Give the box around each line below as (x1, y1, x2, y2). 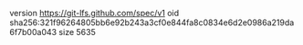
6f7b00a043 (9, 27, 57, 37)
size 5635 (58, 27, 96, 37)
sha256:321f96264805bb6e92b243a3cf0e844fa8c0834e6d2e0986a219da (9, 17, 295, 28)
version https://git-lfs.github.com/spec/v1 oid (9, 8, 180, 18)
